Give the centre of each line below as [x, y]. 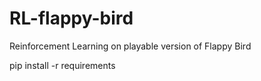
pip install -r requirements [62, 65]
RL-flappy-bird [71, 18]
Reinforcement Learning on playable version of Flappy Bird [130, 46]
